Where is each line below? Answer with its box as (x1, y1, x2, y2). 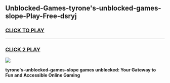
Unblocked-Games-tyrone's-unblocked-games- (5, 4, 161, 13)
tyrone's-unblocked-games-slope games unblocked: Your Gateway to (5, 66, 156, 72)
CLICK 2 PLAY (5, 46, 40, 53)
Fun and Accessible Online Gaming (5, 72, 80, 78)
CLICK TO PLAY (5, 27, 45, 34)
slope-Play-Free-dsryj (5, 12, 77, 21)
